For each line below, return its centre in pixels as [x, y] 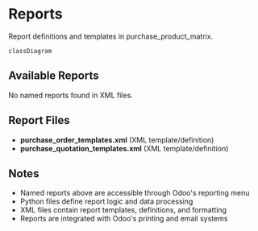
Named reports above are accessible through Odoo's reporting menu [135, 193]
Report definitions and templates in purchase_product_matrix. [111, 36]
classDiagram [30, 51]
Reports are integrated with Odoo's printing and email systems [124, 219]
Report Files [39, 120]
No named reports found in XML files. [71, 95]
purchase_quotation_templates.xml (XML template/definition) [124, 148]
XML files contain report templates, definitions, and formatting [123, 210]
